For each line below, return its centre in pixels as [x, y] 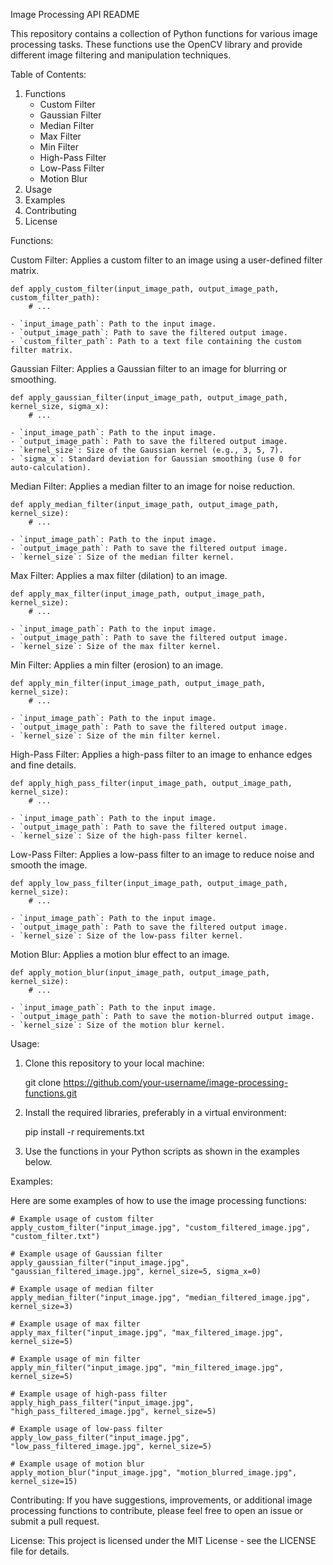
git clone [43, 1082]
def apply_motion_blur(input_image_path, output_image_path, [140, 973]
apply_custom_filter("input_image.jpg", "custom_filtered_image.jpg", [160, 1228]
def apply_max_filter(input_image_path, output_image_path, [138, 594]
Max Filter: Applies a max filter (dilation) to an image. [119, 575]
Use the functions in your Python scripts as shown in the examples [162, 1151]
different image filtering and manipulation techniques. [121, 55]
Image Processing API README [75, 14]
